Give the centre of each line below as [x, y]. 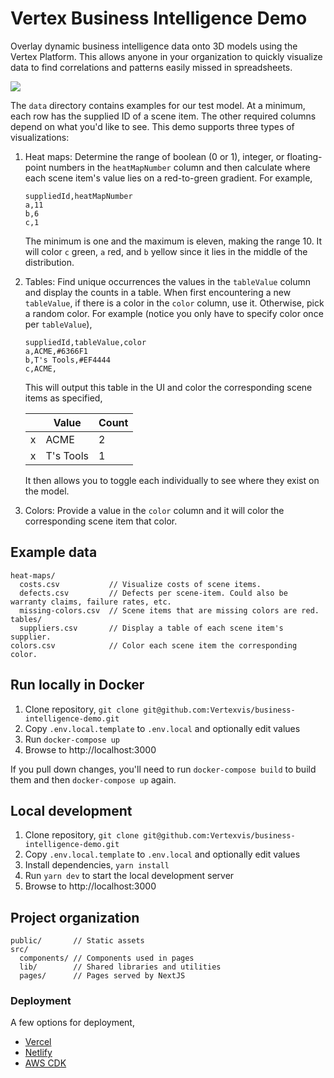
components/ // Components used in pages [107, 958]
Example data [54, 552]
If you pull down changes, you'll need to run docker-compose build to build [163, 769]
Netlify [38, 1053]
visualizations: [40, 137]
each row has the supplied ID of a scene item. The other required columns [163, 116]
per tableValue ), [58, 324]
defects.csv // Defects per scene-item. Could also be [153, 593]
